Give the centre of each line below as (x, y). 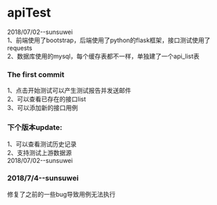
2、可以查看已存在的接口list (47, 99)
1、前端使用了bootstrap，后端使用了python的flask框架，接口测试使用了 (109, 40)
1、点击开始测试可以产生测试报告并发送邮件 (69, 91)
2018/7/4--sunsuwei (43, 178)
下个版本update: (35, 127)
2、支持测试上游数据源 (40, 152)
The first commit (36, 74)
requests (20, 48)
